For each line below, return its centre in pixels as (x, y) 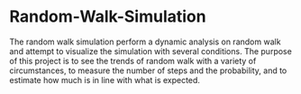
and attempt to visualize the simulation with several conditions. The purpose (151, 51)
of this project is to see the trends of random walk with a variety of (133, 61)
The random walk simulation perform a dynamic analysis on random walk (145, 42)
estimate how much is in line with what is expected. (105, 80)
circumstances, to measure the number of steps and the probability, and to (148, 70)
